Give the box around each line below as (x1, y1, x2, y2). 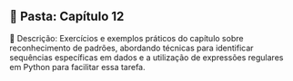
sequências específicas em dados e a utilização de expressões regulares (9, 51, 284, 63)
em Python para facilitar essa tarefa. (9, 61, 146, 72)
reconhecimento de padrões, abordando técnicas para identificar (9, 42, 254, 53)
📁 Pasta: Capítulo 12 (9, 9, 125, 24)
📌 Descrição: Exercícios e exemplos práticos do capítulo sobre (9, 32, 244, 43)
